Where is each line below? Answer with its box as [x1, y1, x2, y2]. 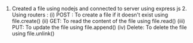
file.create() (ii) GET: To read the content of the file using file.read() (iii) [11, 18, 186, 24]
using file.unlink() [11, 30, 55, 37]
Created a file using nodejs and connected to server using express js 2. [11, 5, 187, 12]
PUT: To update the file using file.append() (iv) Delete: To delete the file [11, 24, 187, 31]
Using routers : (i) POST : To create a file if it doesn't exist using [11, 11, 169, 18]
